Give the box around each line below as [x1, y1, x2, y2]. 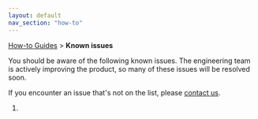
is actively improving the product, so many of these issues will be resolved [8, 64, 251, 73]
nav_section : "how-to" [8, 19, 83, 27]
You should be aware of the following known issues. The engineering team [8, 56, 251, 65]
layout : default [8, 11, 62, 20]
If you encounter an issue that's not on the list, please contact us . [8, 87, 221, 97]
